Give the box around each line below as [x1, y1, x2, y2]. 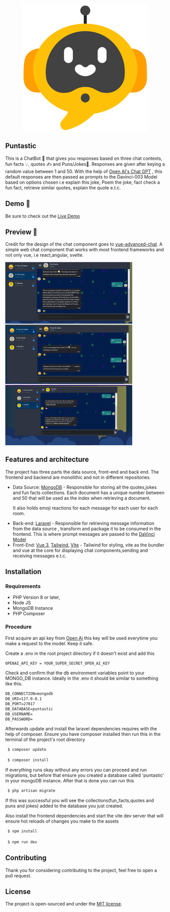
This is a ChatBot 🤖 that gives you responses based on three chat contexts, [5, 155, 162, 161]
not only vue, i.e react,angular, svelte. [5, 252, 84, 258]
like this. [5, 680, 23, 686]
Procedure [5, 623, 32, 630]
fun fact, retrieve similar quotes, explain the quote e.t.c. [5, 184, 121, 190]
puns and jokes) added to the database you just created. [5, 803, 123, 809]
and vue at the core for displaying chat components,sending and [12, 547, 148, 553]
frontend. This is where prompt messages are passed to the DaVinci [12, 531, 155, 537]
